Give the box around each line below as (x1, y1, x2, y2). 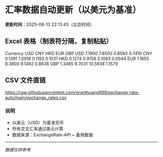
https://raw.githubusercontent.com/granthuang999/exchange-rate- (5, 89, 140, 95)
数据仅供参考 (5, 147, 31, 153)
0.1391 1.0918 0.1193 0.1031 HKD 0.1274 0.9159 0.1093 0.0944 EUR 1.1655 (5, 56, 149, 61)
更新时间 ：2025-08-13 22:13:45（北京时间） (5, 21, 95, 27)
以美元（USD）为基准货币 (12, 119, 64, 125)
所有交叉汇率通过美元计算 (12, 125, 64, 132)
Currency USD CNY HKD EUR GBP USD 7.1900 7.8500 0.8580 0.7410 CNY (5, 50, 153, 56)
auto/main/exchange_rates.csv (5, 95, 67, 100)
